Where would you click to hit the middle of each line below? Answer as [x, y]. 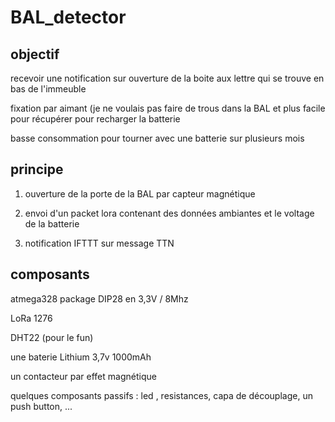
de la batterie [52, 223]
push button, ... [41, 406]
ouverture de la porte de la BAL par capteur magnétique [140, 193]
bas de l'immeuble [48, 89]
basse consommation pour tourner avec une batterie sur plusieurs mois [157, 138]
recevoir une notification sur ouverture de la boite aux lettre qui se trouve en [167, 78]
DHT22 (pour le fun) [52, 337]
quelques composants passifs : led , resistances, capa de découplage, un [161, 395]
